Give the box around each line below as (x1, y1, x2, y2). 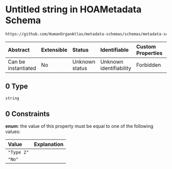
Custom (136, 43, 156, 50)
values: (5, 128, 20, 135)
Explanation (34, 141, 64, 148)
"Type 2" (8, 149, 29, 155)
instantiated (8, 64, 36, 71)
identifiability (100, 64, 132, 71)
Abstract (8, 46, 30, 53)
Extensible (40, 46, 68, 53)
